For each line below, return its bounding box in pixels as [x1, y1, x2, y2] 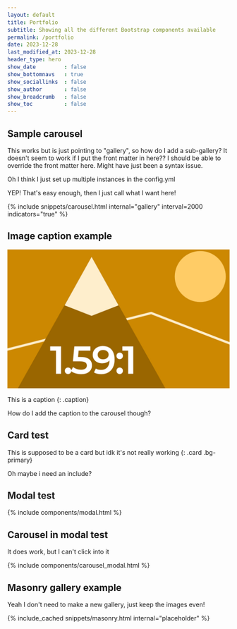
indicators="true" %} [7, 209, 68, 218]
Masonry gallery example [7, 582, 122, 594]
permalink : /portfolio [7, 34, 74, 41]
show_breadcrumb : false [7, 93, 87, 100]
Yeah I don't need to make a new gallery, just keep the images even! [7, 600, 205, 609]
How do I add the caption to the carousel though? [7, 409, 152, 417]
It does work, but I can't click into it [7, 547, 109, 556]
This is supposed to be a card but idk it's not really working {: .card [7, 448, 202, 456]
